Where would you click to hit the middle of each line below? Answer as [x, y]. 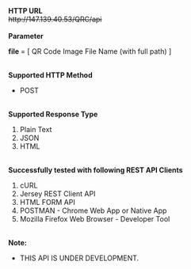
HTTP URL [25, 11]
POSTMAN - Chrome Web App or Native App [93, 210]
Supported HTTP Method [50, 75]
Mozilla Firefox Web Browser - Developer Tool [95, 219]
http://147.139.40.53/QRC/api [55, 19]
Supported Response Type [53, 114]
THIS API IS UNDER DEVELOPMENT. [79, 258]
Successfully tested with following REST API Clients [96, 170]
